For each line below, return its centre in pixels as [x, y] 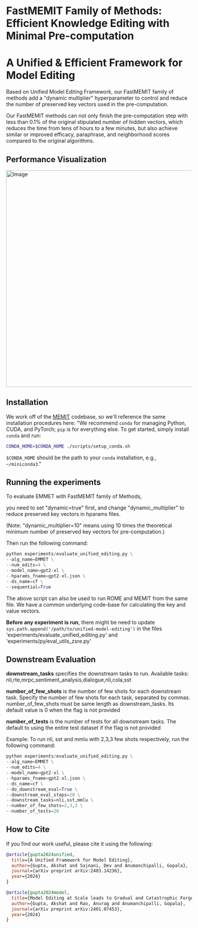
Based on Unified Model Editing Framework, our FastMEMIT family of [90, 92]
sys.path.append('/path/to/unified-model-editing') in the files [84, 628]
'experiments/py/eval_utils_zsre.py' [49, 641]
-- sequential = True [29, 587]
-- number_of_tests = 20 [33, 811]
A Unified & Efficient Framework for [94, 63]
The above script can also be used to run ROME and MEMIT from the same [97, 598]
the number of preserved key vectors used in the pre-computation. [88, 104]
